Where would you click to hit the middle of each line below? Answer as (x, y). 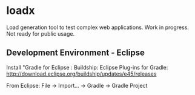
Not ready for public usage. (40, 33)
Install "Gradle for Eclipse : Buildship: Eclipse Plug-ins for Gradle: (87, 67)
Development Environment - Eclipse (76, 53)
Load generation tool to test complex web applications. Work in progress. (98, 27)
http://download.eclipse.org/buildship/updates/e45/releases (81, 74)
